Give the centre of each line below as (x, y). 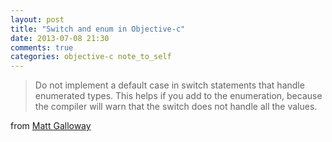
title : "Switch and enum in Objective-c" (98, 29)
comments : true (42, 47)
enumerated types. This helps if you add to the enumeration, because (178, 96)
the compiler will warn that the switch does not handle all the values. (176, 107)
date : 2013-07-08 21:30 (60, 38)
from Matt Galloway (51, 126)
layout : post (37, 19)
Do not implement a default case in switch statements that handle (169, 85)
